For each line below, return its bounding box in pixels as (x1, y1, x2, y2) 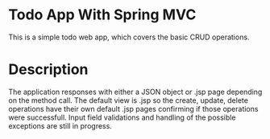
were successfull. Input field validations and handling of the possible (8, 112, 236, 122)
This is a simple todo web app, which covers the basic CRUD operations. (8, 32, 250, 42)
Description (8, 60, 89, 79)
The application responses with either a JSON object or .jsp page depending (8, 87, 263, 96)
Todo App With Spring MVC (8, 6, 197, 24)
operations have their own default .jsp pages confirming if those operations (8, 104, 259, 113)
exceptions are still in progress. (8, 121, 113, 130)
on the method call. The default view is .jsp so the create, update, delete (8, 95, 248, 105)
